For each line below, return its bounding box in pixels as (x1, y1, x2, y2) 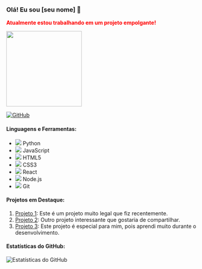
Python (22, 139, 41, 147)
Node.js (22, 175, 42, 183)
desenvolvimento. (14, 229, 60, 236)
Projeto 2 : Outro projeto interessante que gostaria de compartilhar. (14, 216, 180, 223)
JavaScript (22, 147, 49, 154)
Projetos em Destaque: (6, 196, 65, 204)
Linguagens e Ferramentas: (6, 125, 77, 132)
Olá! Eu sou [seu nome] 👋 (6, 5, 81, 14)
